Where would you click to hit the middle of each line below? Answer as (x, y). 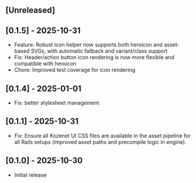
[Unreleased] (30, 10)
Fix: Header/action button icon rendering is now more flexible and (94, 57)
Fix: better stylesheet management (57, 103)
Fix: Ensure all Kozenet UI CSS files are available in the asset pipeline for (102, 136)
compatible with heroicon (45, 64)
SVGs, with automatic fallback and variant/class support (99, 51)
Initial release (30, 175)
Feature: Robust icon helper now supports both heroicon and (89, 45)
